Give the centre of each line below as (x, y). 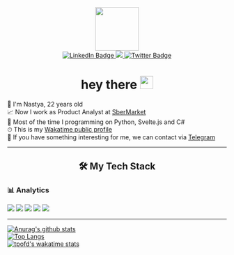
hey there (109, 85)
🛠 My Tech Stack (117, 167)
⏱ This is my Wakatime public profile (60, 129)
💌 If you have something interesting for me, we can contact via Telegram (111, 137)
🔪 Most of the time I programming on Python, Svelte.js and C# (96, 122)
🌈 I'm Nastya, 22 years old (45, 104)
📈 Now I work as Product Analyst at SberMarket (77, 111)
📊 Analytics (29, 190)
